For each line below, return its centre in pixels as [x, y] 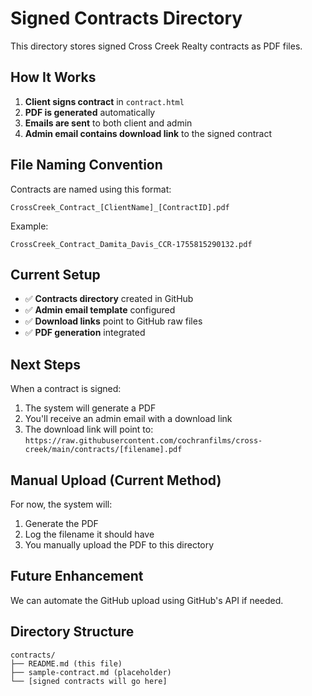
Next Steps [45, 364]
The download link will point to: [89, 429]
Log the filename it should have [89, 534]
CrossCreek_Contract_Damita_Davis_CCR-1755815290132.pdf [131, 244]
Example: [29, 226]
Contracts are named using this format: [91, 189]
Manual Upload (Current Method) [116, 480]
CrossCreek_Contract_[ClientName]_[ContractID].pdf [120, 207]
